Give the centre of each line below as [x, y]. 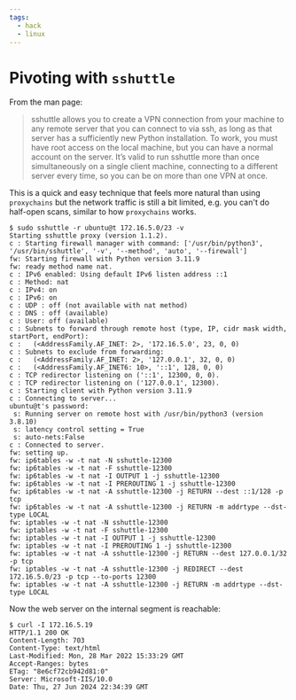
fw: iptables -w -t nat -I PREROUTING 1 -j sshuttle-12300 [121, 546]
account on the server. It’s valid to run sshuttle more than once [145, 157]
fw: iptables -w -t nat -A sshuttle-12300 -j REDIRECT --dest [126, 569]
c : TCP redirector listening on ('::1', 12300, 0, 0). [114, 376]
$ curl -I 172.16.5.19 [51, 626]
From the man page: [46, 102]
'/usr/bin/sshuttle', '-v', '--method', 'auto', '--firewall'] [129, 252]
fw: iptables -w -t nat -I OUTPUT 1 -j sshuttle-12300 [113, 538]
